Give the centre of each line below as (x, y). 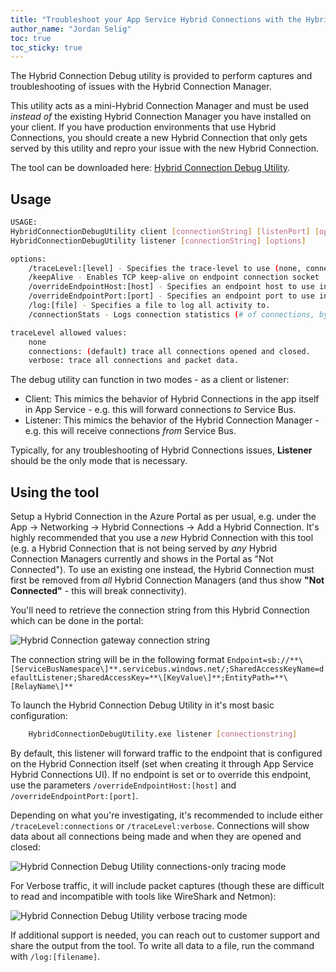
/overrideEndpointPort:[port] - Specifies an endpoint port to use (171, 296)
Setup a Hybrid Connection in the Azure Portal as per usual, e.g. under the (163, 517)
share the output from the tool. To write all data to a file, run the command (162, 945)
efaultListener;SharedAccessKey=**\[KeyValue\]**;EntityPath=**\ (149, 678)
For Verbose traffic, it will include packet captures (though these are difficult (167, 885)
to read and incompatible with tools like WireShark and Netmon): (143, 896)
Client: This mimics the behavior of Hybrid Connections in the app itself (172, 399)
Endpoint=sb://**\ (265, 661)
